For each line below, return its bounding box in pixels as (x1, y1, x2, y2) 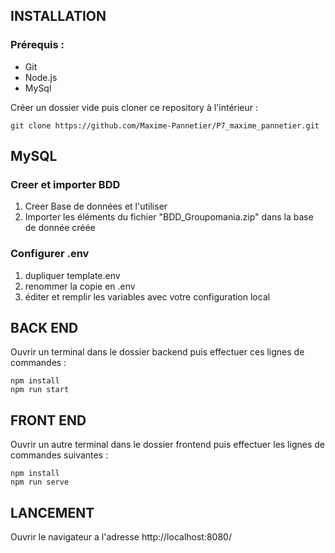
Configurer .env (10, 247, 90, 261)
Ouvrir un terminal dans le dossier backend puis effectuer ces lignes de (10, 346, 305, 358)
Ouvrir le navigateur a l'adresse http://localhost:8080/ (10, 531, 232, 543)
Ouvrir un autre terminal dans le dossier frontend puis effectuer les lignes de (10, 439, 325, 451)
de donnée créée (24, 222, 96, 234)
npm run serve (10, 477, 70, 488)
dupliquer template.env (24, 269, 121, 281)
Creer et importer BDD (10, 178, 121, 191)
